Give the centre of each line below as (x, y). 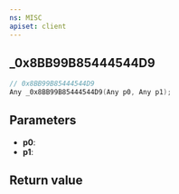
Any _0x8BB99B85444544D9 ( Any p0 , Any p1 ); (90, 92)
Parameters (43, 120)
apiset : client (38, 26)
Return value (46, 181)
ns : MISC (26, 18)
